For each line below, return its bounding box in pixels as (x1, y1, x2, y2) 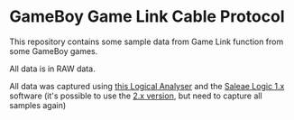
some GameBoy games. (9, 45, 98, 56)
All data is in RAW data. (9, 63, 96, 74)
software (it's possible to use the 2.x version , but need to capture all (9, 90, 263, 101)
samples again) (9, 99, 67, 110)
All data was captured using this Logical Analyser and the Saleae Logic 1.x (9, 80, 285, 91)
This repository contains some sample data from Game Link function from (9, 36, 284, 47)
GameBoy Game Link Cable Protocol (9, 6, 285, 27)
